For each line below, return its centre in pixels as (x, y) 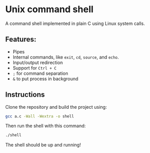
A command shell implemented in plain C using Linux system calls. (75, 23)
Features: (21, 39)
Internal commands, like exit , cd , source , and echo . (66, 57)
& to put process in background (45, 79)
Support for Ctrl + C (35, 68)
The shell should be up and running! (43, 145)
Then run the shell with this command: (45, 126)
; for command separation (40, 73)
